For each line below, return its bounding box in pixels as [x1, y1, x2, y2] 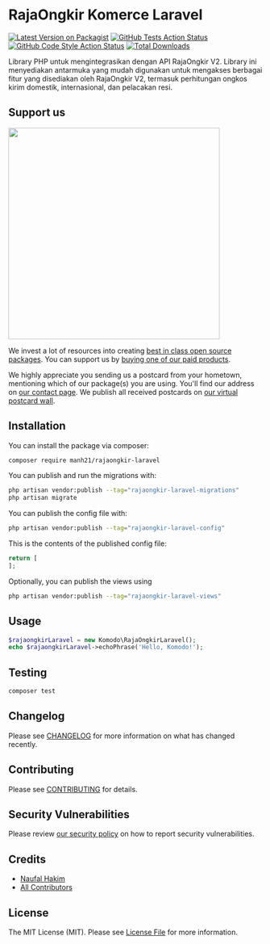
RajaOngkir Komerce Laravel [8, 6, 203, 24]
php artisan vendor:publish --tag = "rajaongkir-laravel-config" [8, 524, 226, 532]
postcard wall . [8, 396, 56, 405]
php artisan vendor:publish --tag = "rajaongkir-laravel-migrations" [8, 486, 240, 494]
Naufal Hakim [19, 874, 66, 883]
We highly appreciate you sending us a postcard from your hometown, [8, 370, 243, 380]
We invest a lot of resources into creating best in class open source [8, 346, 232, 355]
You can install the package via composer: [8, 440, 149, 450]
